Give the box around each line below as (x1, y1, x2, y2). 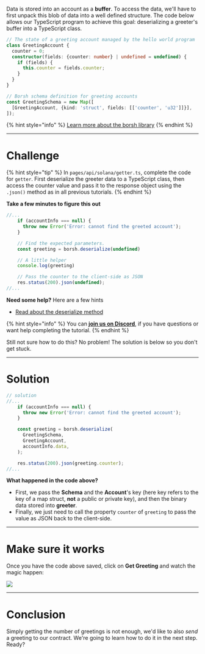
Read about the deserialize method (15, 308, 104, 315)
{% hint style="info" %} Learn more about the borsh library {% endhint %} (6, 121, 193, 129)
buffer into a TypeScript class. (6, 25, 82, 32)
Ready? (6, 641, 26, 648)
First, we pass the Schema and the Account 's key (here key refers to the (15, 489, 199, 496)
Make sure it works (6, 542, 105, 556)
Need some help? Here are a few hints (6, 296, 104, 303)
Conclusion (6, 607, 66, 622)
